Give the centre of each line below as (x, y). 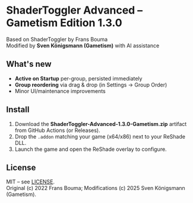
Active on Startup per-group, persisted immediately (78, 78)
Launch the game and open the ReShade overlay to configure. (91, 149)
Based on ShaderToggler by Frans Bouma (57, 39)
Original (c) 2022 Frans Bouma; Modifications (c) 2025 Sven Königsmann (96, 188)
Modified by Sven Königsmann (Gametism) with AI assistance (83, 46)
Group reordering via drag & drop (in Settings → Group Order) (91, 85)
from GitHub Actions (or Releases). (57, 130)
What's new (29, 64)
